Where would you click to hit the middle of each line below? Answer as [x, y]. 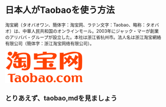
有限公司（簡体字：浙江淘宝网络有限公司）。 [50, 43]
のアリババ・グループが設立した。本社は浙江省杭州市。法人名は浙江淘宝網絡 [83, 37]
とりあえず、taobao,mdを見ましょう [61, 98]
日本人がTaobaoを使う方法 [60, 10]
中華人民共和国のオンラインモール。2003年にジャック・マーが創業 [90, 31]
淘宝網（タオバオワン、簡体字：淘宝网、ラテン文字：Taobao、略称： [76, 25]
